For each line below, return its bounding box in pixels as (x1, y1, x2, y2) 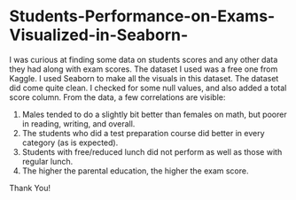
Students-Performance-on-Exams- (9, 6, 276, 27)
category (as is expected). (21, 137, 119, 148)
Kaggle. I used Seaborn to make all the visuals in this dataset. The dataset (9, 73, 279, 83)
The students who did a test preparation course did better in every (21, 127, 265, 138)
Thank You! (9, 182, 51, 193)
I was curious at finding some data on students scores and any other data (9, 54, 278, 65)
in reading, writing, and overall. (21, 118, 136, 129)
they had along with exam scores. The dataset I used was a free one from (9, 64, 278, 74)
